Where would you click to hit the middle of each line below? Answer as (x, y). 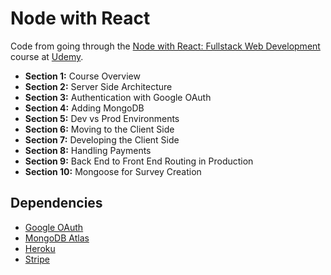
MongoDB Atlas (57, 238)
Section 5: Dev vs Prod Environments (102, 118)
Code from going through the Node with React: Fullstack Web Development (165, 46)
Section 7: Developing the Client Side (102, 139)
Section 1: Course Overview (82, 76)
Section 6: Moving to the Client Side (99, 129)
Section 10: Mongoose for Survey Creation (113, 171)
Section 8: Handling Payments (88, 150)
